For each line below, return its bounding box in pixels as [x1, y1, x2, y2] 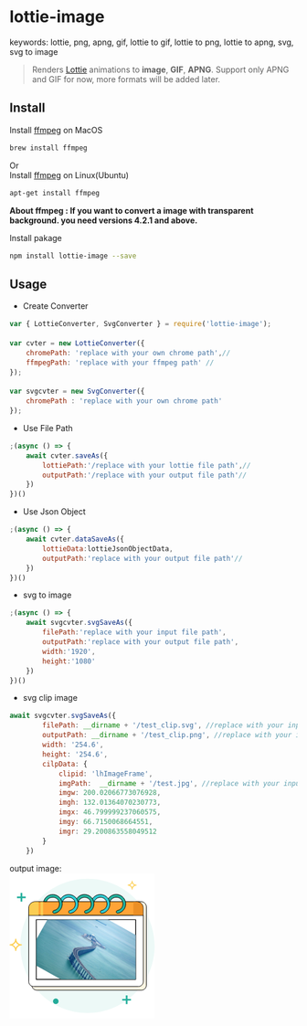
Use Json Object [22, 506, 87, 517]
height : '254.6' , [42, 749, 108, 759]
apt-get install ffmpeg [9, 188, 101, 197]
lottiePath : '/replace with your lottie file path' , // [42, 460, 251, 470]
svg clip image [22, 693, 78, 703]
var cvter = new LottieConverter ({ [9, 338, 145, 348]
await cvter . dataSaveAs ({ [26, 534, 125, 545]
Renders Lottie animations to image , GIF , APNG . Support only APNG [31, 64, 290, 75]
